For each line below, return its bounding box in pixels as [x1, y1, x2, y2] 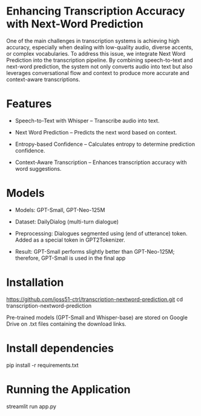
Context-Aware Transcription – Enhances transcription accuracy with [15, 159, 187, 166]
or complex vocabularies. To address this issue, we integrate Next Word [6, 50, 186, 57]
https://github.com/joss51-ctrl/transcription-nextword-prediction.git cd [6, 295, 183, 303]
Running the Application [6, 383, 131, 396]
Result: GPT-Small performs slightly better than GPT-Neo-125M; [15, 248, 175, 255]
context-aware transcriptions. [6, 76, 81, 83]
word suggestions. [15, 165, 62, 172]
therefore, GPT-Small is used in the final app [15, 254, 126, 262]
